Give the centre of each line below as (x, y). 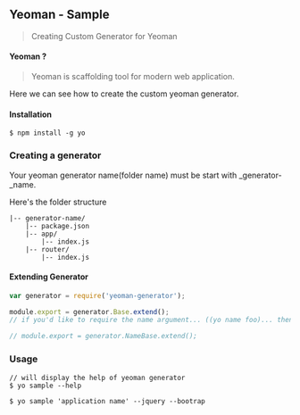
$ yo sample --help (46, 386)
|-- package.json (58, 226)
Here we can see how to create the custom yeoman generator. (124, 94)
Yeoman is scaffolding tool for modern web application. (133, 77)
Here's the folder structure (58, 202)
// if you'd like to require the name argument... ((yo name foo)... (142, 320)
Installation (30, 114)
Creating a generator (55, 155)
